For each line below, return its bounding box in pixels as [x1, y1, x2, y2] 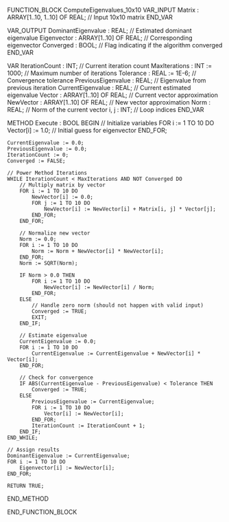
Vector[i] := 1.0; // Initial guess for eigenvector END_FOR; [7, 127, 167, 134]
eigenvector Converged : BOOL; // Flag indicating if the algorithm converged [7, 41, 223, 49]
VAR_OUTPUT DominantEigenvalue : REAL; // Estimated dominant [7, 27, 192, 34]
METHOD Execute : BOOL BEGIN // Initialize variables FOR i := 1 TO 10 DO [7, 119, 215, 127]
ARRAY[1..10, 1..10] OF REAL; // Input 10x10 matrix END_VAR [7, 13, 173, 21]
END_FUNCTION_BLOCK [7, 508, 77, 516]
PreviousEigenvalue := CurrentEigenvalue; [32, 398, 155, 405]
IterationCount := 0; [7, 151, 69, 158]
